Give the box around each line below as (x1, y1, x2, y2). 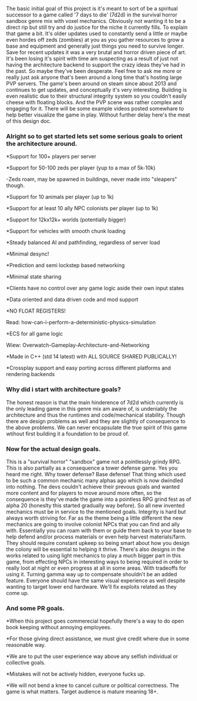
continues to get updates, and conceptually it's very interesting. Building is (6, 87, 187, 93)
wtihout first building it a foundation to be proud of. (6, 430, 129, 437)
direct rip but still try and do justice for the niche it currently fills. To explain (6, 24, 188, 31)
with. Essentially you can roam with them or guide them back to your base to (6, 527, 192, 534)
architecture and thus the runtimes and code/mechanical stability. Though (6, 411, 185, 418)
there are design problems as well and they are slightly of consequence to (6, 417, 186, 424)
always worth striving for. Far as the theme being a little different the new (6, 514, 183, 521)
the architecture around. (6, 139, 78, 148)
